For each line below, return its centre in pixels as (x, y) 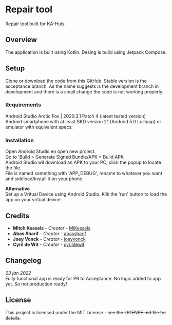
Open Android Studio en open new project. (51, 151)
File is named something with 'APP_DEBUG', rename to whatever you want (84, 174)
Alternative (17, 189)
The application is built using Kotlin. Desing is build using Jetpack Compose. (86, 52)
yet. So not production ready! (36, 284)
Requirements (23, 105)
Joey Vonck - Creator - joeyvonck (49, 239)
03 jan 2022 (18, 273)
